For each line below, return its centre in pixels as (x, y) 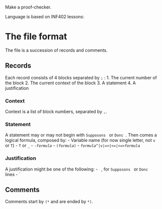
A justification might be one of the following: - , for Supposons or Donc (77, 169)
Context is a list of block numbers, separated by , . (56, 112)
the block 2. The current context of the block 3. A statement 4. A (71, 83)
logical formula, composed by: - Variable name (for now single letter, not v (80, 140)
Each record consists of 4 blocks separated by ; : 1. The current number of (81, 77)
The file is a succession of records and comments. (56, 50)
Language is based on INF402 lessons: (45, 17)
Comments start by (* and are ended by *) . (49, 202)
